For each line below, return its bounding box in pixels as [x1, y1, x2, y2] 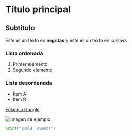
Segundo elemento [12, 67, 53, 73]
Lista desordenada [5, 80, 52, 87]
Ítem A [12, 91, 27, 97]
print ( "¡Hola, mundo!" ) [5, 126, 56, 131]
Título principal [5, 4, 71, 15]
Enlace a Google [5, 106, 40, 112]
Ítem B [12, 96, 26, 103]
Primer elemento [12, 61, 48, 67]
